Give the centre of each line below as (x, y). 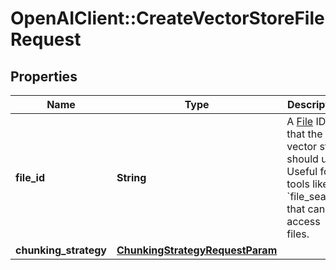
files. (298, 234)
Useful (302, 171)
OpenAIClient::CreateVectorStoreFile (167, 18)
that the (304, 134)
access (303, 221)
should (302, 159)
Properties (44, 76)
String (131, 177)
